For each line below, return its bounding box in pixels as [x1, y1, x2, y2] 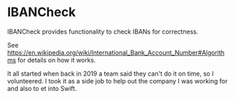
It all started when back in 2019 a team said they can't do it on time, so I [7, 69, 214, 78]
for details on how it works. [17, 55, 96, 64]
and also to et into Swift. [7, 84, 77, 92]
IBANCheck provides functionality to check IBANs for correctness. [7, 27, 199, 36]
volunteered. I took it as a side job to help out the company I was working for [7, 76, 228, 85]
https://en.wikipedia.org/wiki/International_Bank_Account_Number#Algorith [7, 48, 225, 57]
